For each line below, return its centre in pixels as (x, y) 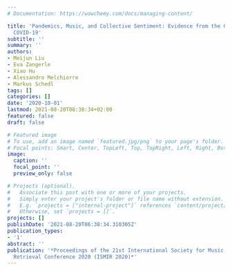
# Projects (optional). (41, 186)
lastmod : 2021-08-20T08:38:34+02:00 (60, 110)
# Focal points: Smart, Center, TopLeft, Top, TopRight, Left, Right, (111, 148)
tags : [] (20, 91)
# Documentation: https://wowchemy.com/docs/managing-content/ (100, 13)
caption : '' (31, 161)
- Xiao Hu (21, 71)
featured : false (30, 116)
